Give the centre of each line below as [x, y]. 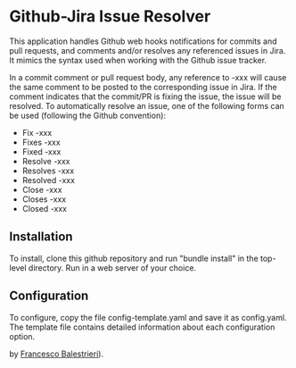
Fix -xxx [37, 132]
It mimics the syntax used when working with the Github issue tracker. [138, 60]
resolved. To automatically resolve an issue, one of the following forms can [147, 105]
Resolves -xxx [48, 171]
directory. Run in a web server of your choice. [112, 268]
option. [22, 336]
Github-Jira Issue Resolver [110, 17]
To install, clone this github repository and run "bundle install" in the [134, 258]
